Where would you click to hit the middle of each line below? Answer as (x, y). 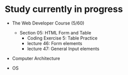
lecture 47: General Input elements (63, 48)
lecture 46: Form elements (55, 43)
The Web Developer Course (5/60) (48, 23)
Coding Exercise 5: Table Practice (62, 38)
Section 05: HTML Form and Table (55, 32)
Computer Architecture (36, 58)
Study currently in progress (64, 9)
